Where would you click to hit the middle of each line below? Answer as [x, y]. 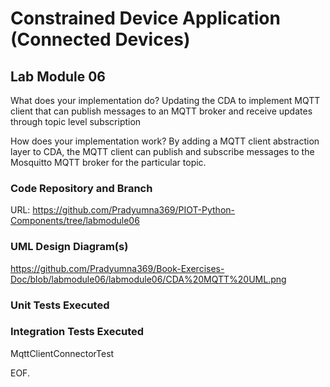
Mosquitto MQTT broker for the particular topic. [108, 162]
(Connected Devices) [100, 39]
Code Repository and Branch [81, 188]
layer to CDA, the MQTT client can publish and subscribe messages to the [162, 151]
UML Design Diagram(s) [69, 247]
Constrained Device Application [145, 18]
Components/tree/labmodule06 [75, 221]
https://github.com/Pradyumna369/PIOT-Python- [133, 210]
